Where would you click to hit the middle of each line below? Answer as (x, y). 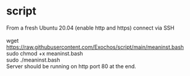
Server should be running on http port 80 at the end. (71, 66)
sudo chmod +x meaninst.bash (45, 53)
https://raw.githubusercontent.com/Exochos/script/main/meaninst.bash (95, 47)
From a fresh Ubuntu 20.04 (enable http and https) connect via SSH (90, 28)
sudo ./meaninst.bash (33, 60)
